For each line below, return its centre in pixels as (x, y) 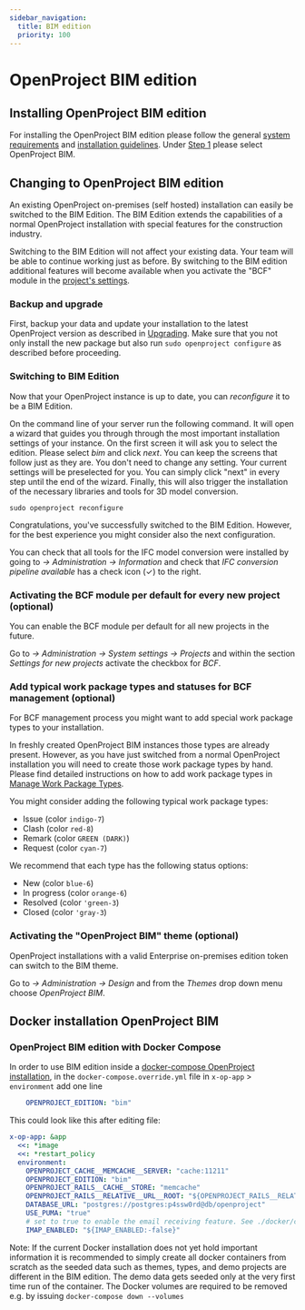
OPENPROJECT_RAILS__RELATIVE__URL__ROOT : (105, 1196)
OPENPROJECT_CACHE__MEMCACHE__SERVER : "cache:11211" (128, 1171)
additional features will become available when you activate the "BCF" (141, 271)
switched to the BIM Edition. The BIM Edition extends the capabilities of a (146, 215)
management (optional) (63, 698)
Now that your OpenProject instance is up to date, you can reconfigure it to (150, 396)
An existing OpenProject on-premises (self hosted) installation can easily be (151, 205)
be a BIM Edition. (41, 406)
